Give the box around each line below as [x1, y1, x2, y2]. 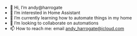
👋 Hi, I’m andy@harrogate [9, 5, 63, 10]
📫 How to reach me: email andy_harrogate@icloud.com [9, 26, 125, 31]
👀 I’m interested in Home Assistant [9, 10, 80, 16]
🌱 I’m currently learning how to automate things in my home [9, 15, 133, 20]
